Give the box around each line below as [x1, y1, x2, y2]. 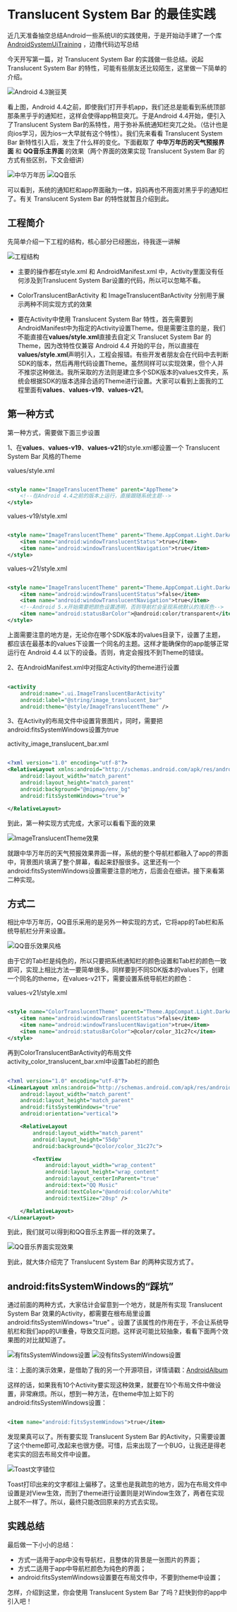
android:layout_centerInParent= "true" [44, 1175, 159, 1183]
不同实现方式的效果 [36, 299, 92, 308]
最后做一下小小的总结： [7, 1540, 75, 1548]
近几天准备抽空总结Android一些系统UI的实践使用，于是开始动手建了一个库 [7, 31, 222, 40]
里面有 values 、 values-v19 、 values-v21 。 [23, 386, 147, 394]
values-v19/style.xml [7, 512, 68, 520]
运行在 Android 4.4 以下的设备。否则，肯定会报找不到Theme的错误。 [7, 647, 208, 657]
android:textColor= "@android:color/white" [44, 1188, 172, 1195]
